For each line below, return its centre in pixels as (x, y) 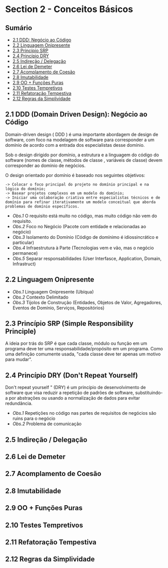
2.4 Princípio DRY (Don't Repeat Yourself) (71, 375)
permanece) (25, 253)
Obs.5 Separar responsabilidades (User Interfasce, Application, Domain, (87, 258)
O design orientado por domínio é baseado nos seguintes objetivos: (75, 175)
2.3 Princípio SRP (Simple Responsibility (69, 323)
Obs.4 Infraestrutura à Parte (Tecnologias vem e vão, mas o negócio (83, 248)
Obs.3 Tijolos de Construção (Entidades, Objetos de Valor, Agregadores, (87, 302)
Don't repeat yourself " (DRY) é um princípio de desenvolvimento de (76, 388)
